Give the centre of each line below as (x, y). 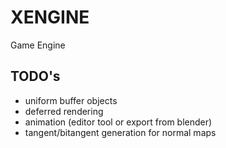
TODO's (35, 76)
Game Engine (38, 45)
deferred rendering (64, 111)
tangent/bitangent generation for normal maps (120, 132)
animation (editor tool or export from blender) (118, 122)
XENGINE (50, 17)
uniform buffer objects (71, 100)
